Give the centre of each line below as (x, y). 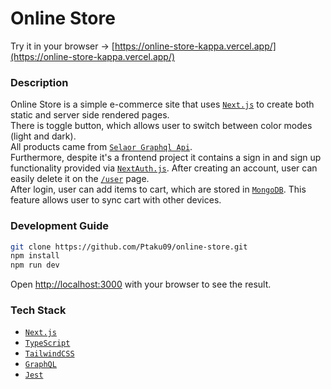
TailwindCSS (49, 354)
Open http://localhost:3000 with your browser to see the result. (141, 284)
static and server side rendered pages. (90, 115)
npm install (35, 256)
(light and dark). (43, 136)
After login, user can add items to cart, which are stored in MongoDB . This (158, 189)
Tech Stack (38, 310)
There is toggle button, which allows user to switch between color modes (161, 126)
